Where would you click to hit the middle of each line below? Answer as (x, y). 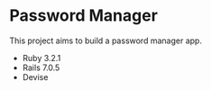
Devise (35, 76)
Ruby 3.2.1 (41, 58)
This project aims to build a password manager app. (106, 40)
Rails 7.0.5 (41, 67)
